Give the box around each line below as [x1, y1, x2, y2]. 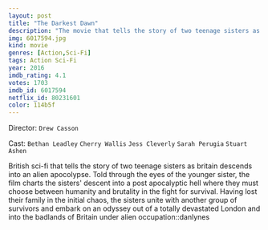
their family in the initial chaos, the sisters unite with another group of [8, 196, 238, 205]
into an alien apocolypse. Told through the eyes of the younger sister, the [8, 170, 250, 180]
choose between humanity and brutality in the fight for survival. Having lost [8, 187, 258, 196]
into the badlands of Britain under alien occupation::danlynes [8, 212, 210, 222]
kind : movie [8, 42, 48, 50]
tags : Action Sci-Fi [8, 57, 78, 65]
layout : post [8, 11, 52, 20]
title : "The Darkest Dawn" [8, 19, 99, 27]
